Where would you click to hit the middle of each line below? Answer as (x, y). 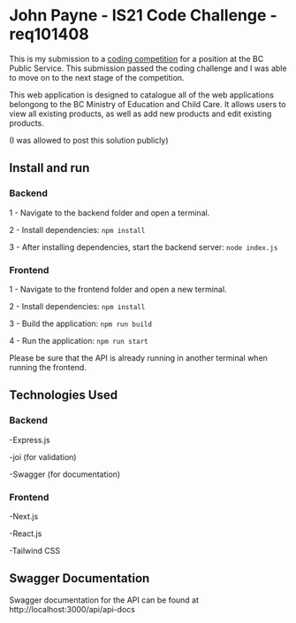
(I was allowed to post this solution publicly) (89, 140)
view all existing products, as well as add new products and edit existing (140, 113)
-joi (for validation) (43, 456)
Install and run (49, 168)
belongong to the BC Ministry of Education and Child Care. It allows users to (148, 104)
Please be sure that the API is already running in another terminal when (138, 358)
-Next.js (24, 516)
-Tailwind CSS (34, 550)
